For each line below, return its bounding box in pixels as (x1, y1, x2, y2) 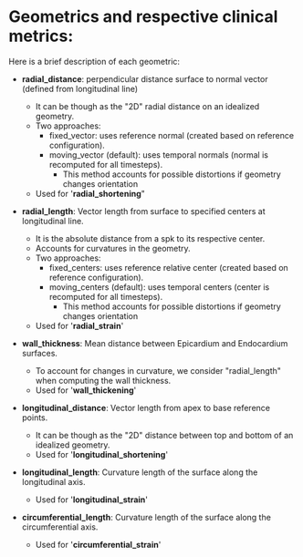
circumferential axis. (21, 521, 99, 532)
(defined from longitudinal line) (21, 83, 139, 94)
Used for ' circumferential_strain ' (35, 539, 162, 550)
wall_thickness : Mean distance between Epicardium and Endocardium (21, 337, 288, 348)
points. (21, 412, 48, 423)
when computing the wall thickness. (35, 375, 172, 386)
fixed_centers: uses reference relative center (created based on (48, 262, 288, 273)
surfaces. (21, 347, 58, 358)
